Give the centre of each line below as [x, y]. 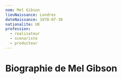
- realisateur [25, 34]
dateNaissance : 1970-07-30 [34, 19]
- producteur [24, 43]
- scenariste [24, 39]
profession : [18, 29]
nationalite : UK [23, 24]
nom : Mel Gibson [23, 10]
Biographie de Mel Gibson [61, 68]
